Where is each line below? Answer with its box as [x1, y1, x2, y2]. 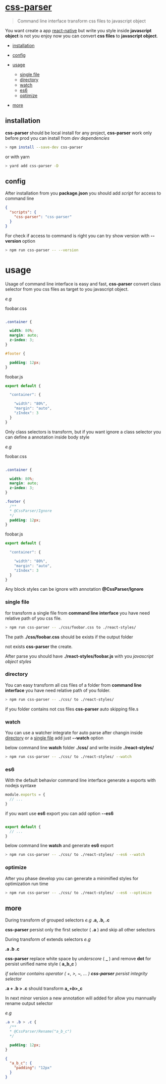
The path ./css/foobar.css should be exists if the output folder [5, 633, 133, 640]
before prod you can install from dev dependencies [5, 135, 110, 141]
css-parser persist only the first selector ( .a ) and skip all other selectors [5, 927, 155, 933]
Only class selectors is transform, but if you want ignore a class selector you [5, 429, 161, 435]
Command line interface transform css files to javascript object [17, 18, 146, 24]
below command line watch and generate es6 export [5, 842, 114, 849]
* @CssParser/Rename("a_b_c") [9, 1029, 72, 1034]
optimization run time [5, 881, 49, 887]
